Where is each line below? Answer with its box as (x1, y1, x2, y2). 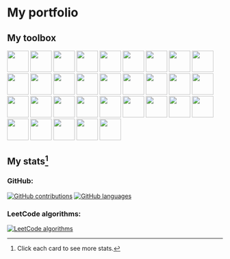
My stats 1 (7, 153, 49, 167)
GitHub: (7, 176, 34, 186)
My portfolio (7, 5, 79, 21)
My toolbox (7, 32, 57, 44)
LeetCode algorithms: (7, 209, 81, 219)
